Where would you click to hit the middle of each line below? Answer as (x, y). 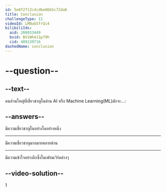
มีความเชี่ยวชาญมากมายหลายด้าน (31, 143)
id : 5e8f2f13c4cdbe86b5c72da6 (36, 10)
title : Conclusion (24, 14)
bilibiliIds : (19, 28)
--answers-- (25, 117)
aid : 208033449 (25, 33)
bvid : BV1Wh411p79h (30, 38)
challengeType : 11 (24, 19)
